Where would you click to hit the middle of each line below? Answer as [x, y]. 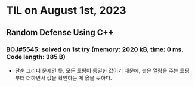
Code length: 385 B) [36, 57]
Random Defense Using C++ [60, 32]
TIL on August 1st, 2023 [66, 10]
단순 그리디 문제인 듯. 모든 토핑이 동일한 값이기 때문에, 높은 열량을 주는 [97, 70]
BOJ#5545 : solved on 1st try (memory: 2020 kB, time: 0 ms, [95, 49]
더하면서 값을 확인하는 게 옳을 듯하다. [69, 77]
